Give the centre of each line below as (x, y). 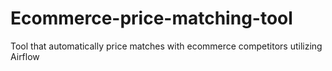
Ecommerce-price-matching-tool (151, 18)
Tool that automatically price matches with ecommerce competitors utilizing (166, 46)
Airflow (25, 56)
